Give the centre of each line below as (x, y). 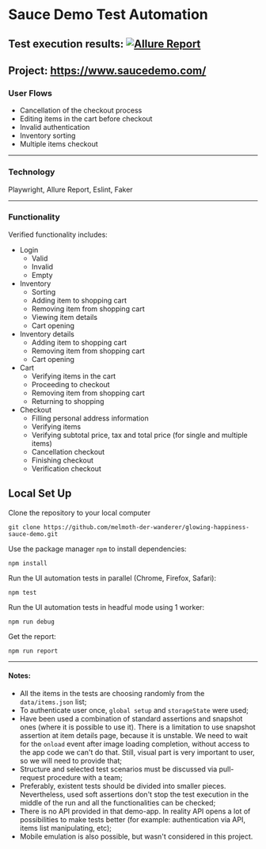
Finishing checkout (62, 460)
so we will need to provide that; (71, 760)
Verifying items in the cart (74, 376)
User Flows (30, 93)
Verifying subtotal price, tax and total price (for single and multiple (139, 435)
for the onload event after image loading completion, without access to (135, 744)
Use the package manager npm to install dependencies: (98, 549)
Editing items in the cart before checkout (86, 119)
